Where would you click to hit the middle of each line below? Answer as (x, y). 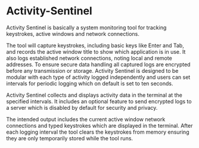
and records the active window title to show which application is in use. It (96, 51)
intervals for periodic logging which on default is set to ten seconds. (90, 83)
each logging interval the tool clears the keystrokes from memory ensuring (98, 132)
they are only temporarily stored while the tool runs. (69, 138)
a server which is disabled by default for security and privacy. (82, 107)
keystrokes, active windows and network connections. (73, 33)
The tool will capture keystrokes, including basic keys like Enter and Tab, (95, 45)
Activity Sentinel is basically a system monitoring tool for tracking (86, 27)
